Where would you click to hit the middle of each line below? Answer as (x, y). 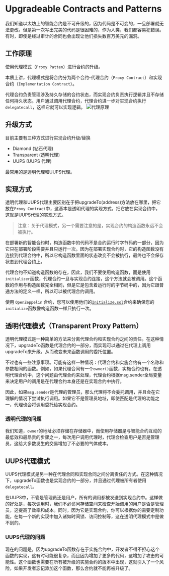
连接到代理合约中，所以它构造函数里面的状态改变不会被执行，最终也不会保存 (84, 255)
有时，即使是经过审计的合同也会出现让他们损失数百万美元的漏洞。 (73, 36)
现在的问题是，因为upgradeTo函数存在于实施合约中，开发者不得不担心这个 (82, 549)
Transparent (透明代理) (36, 155)
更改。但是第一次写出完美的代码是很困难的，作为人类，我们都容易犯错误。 (87, 30)
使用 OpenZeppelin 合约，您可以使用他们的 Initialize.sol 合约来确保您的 (80, 302)
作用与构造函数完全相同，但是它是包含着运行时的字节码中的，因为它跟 (87, 285)
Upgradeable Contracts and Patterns (83, 9)
